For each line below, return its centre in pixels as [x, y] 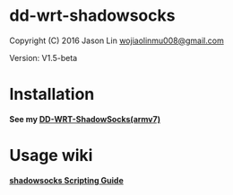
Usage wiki [51, 156]
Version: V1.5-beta [43, 58]
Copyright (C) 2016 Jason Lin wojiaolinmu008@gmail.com [116, 40]
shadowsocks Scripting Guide [66, 180]
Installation [52, 94]
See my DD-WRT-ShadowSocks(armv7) [85, 119]
